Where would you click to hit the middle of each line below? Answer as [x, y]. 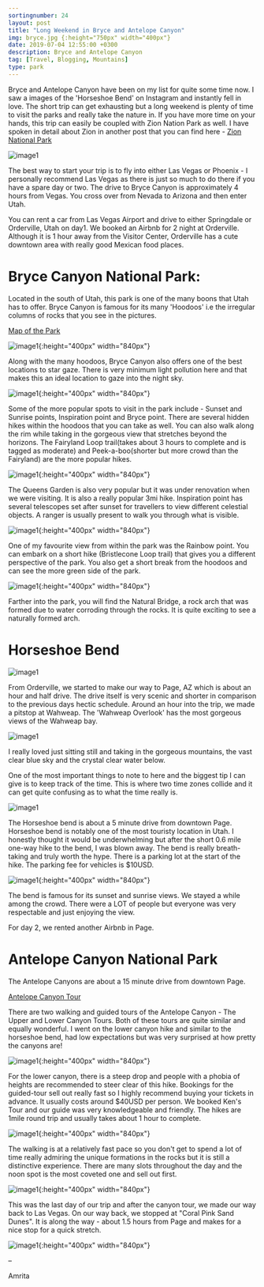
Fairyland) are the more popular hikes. [70, 459]
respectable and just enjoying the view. [72, 912]
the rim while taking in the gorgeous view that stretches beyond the [117, 434]
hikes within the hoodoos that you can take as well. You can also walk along [131, 425]
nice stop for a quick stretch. [55, 1229]
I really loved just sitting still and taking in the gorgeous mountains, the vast [130, 751]
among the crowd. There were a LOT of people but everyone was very [122, 904]
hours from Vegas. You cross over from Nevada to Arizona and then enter [128, 195]
